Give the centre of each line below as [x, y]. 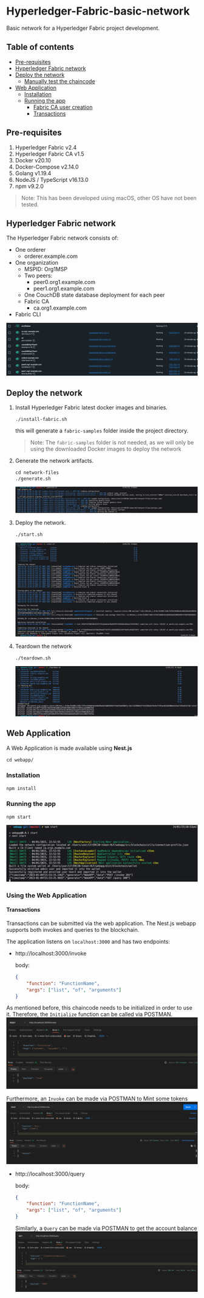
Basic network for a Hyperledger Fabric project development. [83, 28]
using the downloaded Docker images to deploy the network [106, 449]
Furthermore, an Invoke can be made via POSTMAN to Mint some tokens [97, 1098]
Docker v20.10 [33, 160]
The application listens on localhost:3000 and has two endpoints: [88, 942]
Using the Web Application [46, 895]
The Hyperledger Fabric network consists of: [63, 238]
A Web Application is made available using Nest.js [69, 748]
